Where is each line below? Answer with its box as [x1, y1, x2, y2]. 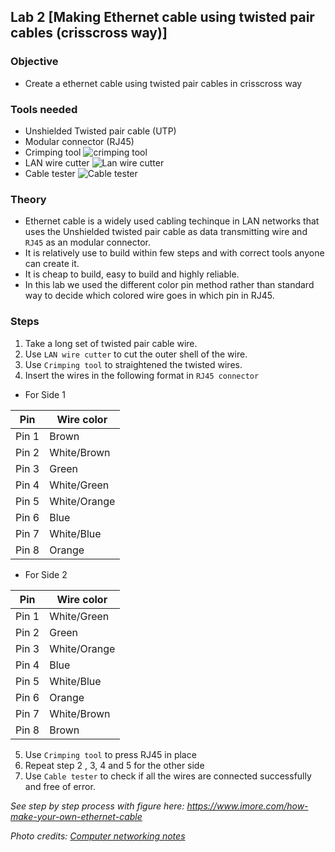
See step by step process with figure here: [10, 800, 185, 812]
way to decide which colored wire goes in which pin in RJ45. [24, 290, 275, 302]
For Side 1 [24, 388, 66, 400]
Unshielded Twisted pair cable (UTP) [24, 125, 177, 137]
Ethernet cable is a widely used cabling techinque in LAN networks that [24, 215, 320, 227]
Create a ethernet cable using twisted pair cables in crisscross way [24, 77, 303, 89]
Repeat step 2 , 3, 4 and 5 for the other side [24, 759, 205, 771]
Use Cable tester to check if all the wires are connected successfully [24, 770, 312, 782]
